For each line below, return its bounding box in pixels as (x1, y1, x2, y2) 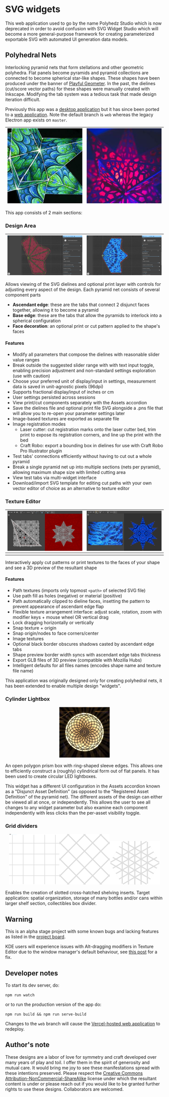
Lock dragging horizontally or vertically (12, 619, 94, 626)
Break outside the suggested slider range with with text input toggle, (12, 362, 154, 368)
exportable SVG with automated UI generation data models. (5, 36, 129, 42)
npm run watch (5, 993, 35, 998)
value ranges (12, 356, 40, 362)
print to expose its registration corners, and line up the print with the (20, 432, 161, 438)
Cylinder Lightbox (5, 695, 50, 702)
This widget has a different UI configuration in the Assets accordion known (5, 783, 160, 789)
